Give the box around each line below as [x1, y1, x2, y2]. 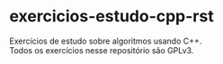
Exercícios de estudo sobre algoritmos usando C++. [9, 36, 202, 46]
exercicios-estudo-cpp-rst [9, 6, 214, 27]
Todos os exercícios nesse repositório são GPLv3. [9, 44, 194, 55]
